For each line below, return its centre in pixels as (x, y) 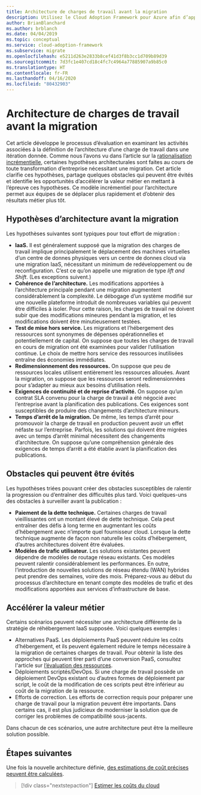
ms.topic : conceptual (33, 40)
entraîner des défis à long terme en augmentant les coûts (86, 525)
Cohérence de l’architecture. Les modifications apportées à (89, 283)
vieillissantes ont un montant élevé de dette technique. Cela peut (95, 519)
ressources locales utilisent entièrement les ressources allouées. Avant (102, 372)
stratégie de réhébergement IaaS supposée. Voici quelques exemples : (93, 629)
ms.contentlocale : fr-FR (37, 73)
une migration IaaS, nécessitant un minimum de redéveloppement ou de (103, 264)
